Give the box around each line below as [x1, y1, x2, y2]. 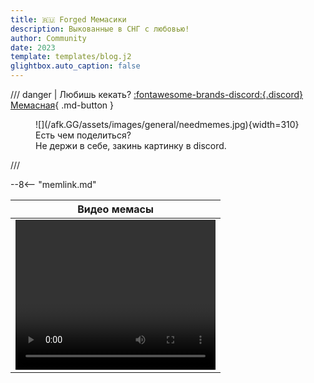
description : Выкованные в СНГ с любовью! [10, 24, 190, 34]
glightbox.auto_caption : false [10, 61, 141, 71]
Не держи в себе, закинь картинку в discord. [35, 140, 227, 151]
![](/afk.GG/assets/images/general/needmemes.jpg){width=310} [35, 119, 300, 130]
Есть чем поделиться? [35, 129, 132, 141]
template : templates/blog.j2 [10, 52, 132, 62]
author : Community [10, 33, 87, 43]
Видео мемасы [77, 202, 154, 216]
